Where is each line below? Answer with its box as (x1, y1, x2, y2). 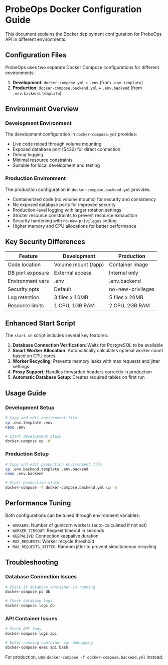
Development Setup (5, 404, 55, 411)
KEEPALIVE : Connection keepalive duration (12, 533, 99, 539)
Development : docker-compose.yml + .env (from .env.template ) (12, 79, 143, 85)
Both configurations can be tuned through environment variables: (5, 512, 140, 518)
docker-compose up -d (5, 438, 51, 444)
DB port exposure (8, 269, 49, 276)
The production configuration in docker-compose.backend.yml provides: (5, 186, 151, 192)
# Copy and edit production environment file (5, 462, 102, 467)
